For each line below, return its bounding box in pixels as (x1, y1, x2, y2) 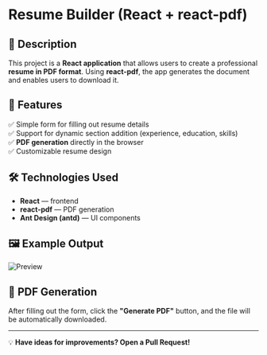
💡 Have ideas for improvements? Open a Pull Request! (8, 337, 191, 347)
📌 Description (8, 37, 77, 51)
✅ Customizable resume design (8, 146, 112, 156)
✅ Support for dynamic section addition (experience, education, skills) (8, 128, 238, 138)
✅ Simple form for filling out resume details (8, 119, 149, 129)
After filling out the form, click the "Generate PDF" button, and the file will (8, 306, 250, 316)
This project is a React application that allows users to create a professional (8, 58, 258, 68)
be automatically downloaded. (8, 314, 107, 324)
